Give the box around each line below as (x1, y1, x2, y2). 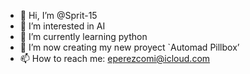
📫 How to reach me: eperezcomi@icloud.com (19, 53, 211, 64)
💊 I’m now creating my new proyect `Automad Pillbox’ (19, 41, 240, 53)
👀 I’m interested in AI (19, 20, 106, 32)
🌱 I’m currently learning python (19, 31, 148, 42)
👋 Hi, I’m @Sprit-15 (19, 10, 98, 21)
